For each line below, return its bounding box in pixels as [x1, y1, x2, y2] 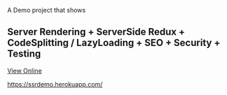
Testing [7, 48, 41, 60]
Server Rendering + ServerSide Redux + [7, 26, 186, 38]
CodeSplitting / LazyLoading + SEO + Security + [7, 37, 221, 49]
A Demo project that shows [7, 6, 86, 14]
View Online [7, 66, 42, 75]
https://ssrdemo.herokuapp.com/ [7, 80, 103, 88]
